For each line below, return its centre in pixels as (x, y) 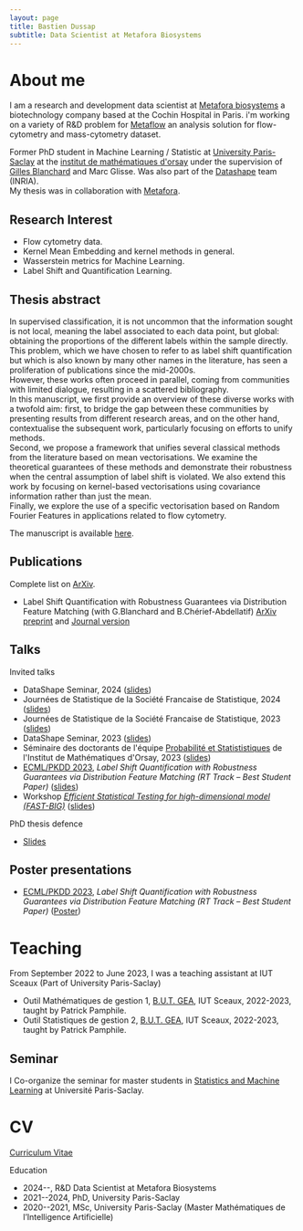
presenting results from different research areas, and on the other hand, (145, 418)
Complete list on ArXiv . (52, 584)
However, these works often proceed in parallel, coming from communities (150, 379)
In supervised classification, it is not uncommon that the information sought (151, 321)
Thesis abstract (55, 299)
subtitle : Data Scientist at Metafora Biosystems (106, 35)
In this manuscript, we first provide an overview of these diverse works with (152, 399)
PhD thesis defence (47, 824)
